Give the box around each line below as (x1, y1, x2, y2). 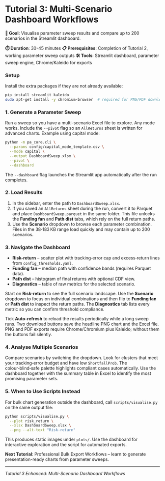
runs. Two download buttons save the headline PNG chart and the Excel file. (5, 321, 159, 327)
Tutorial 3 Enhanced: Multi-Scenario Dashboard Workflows (5, 471, 125, 477)
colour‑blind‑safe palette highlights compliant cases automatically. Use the (5, 365, 156, 371)
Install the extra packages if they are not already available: (5, 83, 123, 89)
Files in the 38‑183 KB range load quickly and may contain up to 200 (12, 226, 150, 232)
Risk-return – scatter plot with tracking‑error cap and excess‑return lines (12, 255, 160, 261)
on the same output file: (5, 404, 53, 410)
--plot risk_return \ (9, 419, 54, 424)
